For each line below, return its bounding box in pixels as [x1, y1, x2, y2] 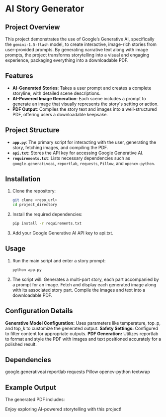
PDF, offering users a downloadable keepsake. [12, 111, 108, 117]
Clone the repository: [12, 188, 56, 194]
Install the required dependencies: [12, 211, 83, 217]
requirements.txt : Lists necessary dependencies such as [12, 155, 131, 161]
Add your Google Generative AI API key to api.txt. [12, 230, 113, 236]
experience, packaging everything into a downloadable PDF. [5, 57, 129, 63]
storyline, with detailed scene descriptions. [12, 90, 101, 96]
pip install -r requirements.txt [12, 221, 82, 226]
